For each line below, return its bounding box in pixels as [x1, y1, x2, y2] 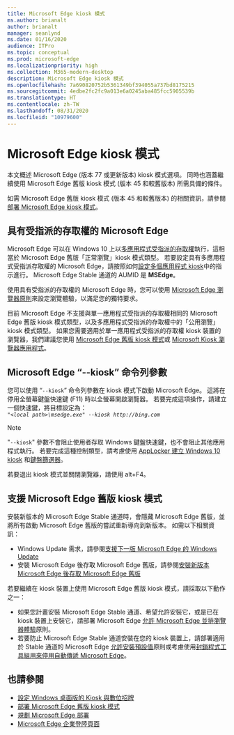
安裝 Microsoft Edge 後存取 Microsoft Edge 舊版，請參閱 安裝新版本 [17, 561, 210, 568]
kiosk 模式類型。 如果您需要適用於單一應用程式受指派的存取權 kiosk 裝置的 [7, 327, 221, 335]
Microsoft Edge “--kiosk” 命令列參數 [7, 366, 167, 378]
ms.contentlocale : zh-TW [7, 101, 79, 108]
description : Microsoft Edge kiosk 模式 [7, 75, 124, 82]
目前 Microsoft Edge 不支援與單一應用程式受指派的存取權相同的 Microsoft [7, 309, 218, 318]
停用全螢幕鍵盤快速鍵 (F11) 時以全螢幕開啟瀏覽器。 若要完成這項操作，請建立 [7, 395, 227, 403]
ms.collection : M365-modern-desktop [7, 68, 114, 75]
